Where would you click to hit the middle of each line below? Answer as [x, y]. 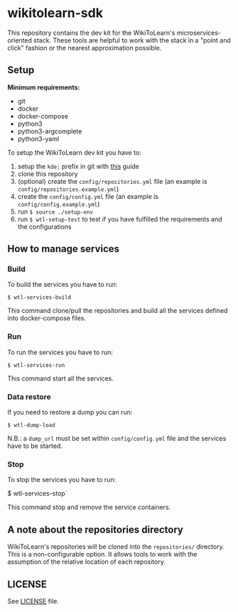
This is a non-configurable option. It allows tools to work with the [102, 554]
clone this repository [48, 174]
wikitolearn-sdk [55, 13]
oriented [20, 40]
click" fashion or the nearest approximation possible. [85, 48]
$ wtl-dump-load [31, 425]
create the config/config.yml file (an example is [88, 196]
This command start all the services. [60, 378]
